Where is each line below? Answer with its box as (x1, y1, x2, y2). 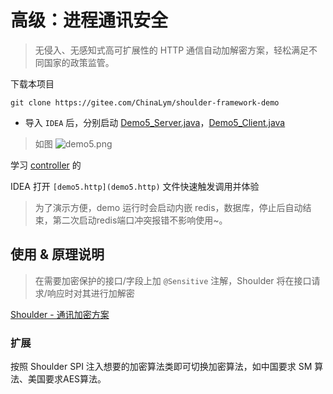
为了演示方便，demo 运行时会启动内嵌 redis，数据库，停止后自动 (34, 201, 303, 213)
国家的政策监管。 (43, 56, 115, 68)
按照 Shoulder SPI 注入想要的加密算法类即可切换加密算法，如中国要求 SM (10, 361, 313, 373)
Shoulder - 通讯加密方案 (10, 308, 110, 320)
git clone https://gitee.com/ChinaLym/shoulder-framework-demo (10, 97, 280, 108)
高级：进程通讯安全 (10, 9, 169, 32)
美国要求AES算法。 (27, 373, 107, 385)
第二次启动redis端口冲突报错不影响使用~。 (52, 214, 228, 226)
